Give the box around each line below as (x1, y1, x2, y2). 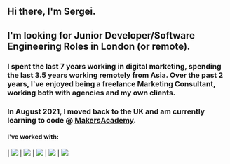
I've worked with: (7, 132, 60, 141)
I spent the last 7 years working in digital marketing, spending (7, 61, 222, 71)
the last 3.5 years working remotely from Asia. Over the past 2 (7, 70, 224, 80)
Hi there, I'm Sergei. (7, 6, 96, 18)
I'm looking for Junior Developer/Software (7, 29, 195, 41)
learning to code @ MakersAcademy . (7, 115, 137, 125)
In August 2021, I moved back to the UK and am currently (7, 107, 205, 116)
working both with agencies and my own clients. (7, 88, 176, 97)
